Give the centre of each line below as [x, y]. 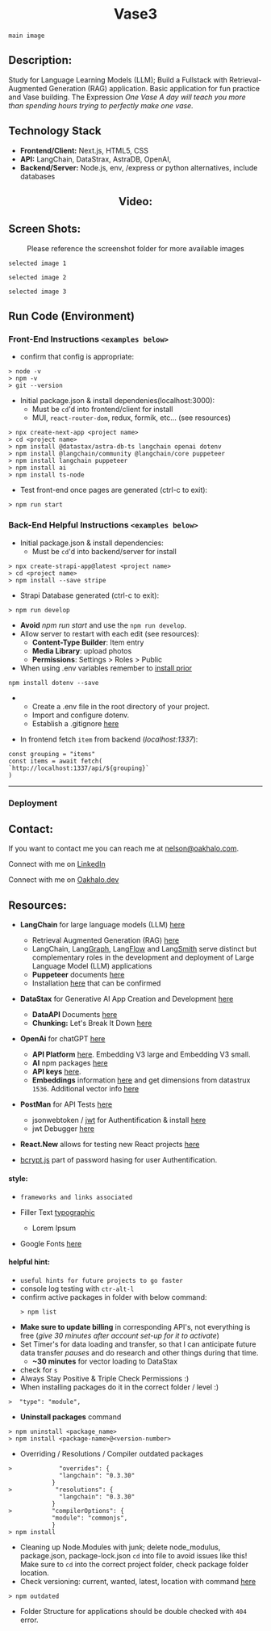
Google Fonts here [51, 1243]
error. [29, 1620]
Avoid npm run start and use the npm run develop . [103, 625]
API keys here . [57, 1072]
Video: [135, 202]
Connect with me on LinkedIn [57, 864]
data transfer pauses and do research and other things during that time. [139, 1352]
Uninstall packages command [71, 1417]
